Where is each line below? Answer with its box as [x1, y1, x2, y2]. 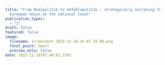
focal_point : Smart [9, 43, 50, 48]
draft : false [5, 25, 32, 30]
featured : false [5, 30, 38, 35]
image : [5, 35, 19, 40]
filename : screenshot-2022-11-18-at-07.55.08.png [9, 39, 113, 44]
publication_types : [5, 16, 45, 21]
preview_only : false [9, 48, 52, 53]
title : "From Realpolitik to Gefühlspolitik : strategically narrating [5, 7, 155, 12]
